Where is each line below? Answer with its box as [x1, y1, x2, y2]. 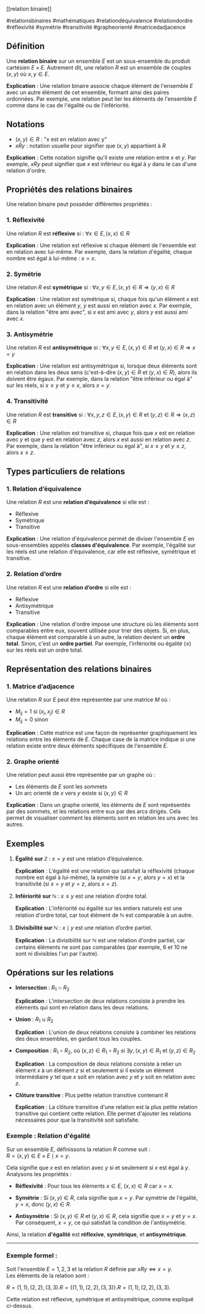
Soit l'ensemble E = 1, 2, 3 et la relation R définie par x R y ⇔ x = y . [6, 1265, 173, 1272]
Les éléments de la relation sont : [6, 1272, 90, 1279]
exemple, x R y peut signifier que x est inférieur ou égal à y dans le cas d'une [6, 160, 197, 167]
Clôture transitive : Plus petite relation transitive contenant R [15, 1092, 168, 1099]
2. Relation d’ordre [6, 570, 62, 579]
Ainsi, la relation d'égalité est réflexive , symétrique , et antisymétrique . [6, 1230, 187, 1238]
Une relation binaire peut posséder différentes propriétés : [6, 201, 153, 208]
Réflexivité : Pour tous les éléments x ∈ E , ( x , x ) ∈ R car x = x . [15, 1182, 174, 1189]
